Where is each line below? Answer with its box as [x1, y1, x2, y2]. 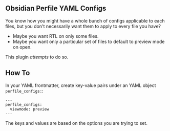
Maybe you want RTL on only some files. [12, 33, 99, 39]
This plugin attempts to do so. [5, 54, 69, 60]
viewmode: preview [10, 106, 50, 112]
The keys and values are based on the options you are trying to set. [5, 120, 147, 126]
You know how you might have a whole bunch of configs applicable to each [5, 17, 165, 24]
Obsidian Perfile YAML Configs [5, 4, 107, 13]
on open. [12, 43, 32, 50]
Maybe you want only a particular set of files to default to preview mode [12, 38, 165, 45]
